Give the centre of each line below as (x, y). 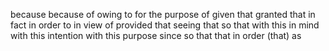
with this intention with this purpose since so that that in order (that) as (156, 35)
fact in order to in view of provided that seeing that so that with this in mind (165, 25)
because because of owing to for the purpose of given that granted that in (163, 14)
